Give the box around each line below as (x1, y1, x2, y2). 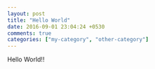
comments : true (7, 29, 52, 37)
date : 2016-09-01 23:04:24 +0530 (7, 23, 105, 30)
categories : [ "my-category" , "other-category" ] (7, 36, 149, 43)
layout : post (7, 10, 46, 17)
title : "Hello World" (7, 17, 71, 24)
